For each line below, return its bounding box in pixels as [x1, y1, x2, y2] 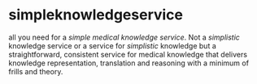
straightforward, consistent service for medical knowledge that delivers [8, 49, 248, 59]
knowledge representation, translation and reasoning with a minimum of [8, 58, 250, 68]
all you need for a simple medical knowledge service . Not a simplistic [8, 32, 240, 42]
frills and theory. [8, 66, 63, 76]
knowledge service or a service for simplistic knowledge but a [8, 40, 217, 50]
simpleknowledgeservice [8, 6, 184, 24]
